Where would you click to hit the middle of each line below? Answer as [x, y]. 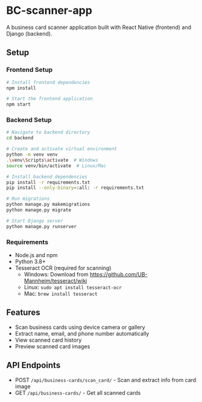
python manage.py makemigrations [48, 205]
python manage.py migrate [39, 210]
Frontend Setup [30, 70]
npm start [19, 104]
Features [23, 312]
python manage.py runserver [42, 226]
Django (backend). [29, 33]
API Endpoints [33, 365]
